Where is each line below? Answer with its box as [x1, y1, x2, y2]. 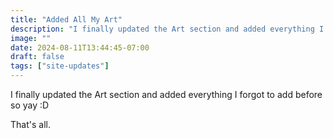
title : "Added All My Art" [10, 14, 123, 25]
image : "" [10, 33, 52, 43]
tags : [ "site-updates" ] [10, 61, 110, 71]
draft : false [10, 52, 65, 62]
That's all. [10, 119, 51, 130]
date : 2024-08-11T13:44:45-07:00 [10, 42, 150, 53]
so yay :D [10, 99, 50, 111]
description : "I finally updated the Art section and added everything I [10, 24, 325, 34]
